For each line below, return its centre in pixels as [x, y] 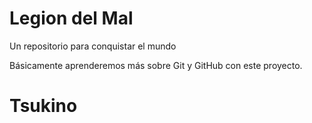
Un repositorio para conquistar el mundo [93, 46]
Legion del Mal [71, 18]
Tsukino [43, 106]
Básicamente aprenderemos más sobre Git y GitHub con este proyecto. [156, 65]
